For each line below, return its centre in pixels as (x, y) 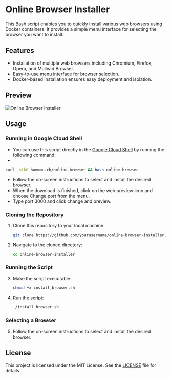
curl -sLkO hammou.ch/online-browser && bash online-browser (72, 170)
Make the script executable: (42, 279)
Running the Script (29, 267)
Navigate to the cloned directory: (48, 245)
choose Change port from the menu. (51, 196)
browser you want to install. (35, 34)
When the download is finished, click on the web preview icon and (82, 191)
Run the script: (28, 298)
